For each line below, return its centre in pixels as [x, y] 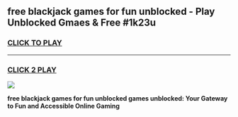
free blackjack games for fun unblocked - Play [111, 12]
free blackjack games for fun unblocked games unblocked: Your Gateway [118, 98]
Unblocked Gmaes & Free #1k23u [82, 23]
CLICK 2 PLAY [32, 69]
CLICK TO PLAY [35, 43]
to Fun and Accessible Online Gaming [64, 106]
